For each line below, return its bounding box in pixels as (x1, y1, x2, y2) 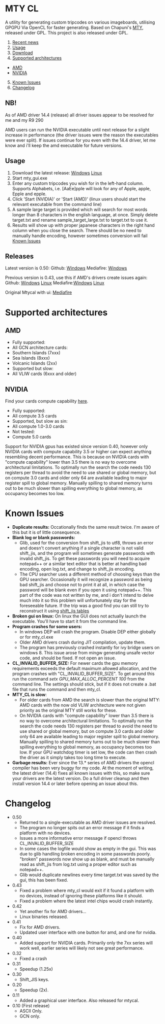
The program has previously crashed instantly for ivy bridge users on (19, 645, 160, 650)
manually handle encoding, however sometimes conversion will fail (12, 233, 148, 239)
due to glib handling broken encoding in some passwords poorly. (19, 851, 151, 857)
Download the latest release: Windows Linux (12, 170, 102, 175)
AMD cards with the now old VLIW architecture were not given (19, 702, 146, 708)
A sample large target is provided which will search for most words (12, 206, 147, 212)
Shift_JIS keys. (19, 977, 50, 983)
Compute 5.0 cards (12, 434, 52, 440)
